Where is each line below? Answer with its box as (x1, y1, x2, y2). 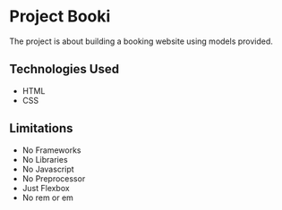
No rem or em (21, 192, 74, 203)
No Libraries (21, 154, 69, 164)
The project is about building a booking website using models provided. (9, 36, 273, 46)
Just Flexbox (21, 182, 70, 193)
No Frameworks (21, 145, 81, 155)
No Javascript (21, 164, 74, 174)
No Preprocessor (21, 172, 86, 184)
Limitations (9, 121, 73, 136)
